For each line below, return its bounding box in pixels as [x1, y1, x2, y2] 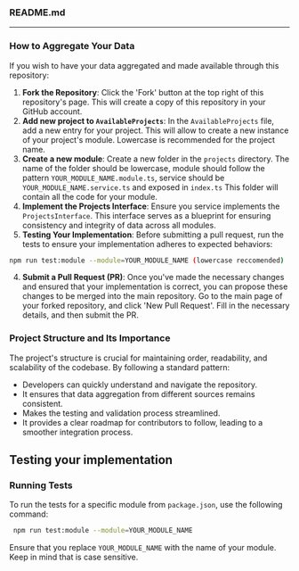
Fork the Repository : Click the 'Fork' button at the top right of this [21, 87, 264, 97]
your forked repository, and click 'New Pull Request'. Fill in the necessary [21, 301, 290, 311]
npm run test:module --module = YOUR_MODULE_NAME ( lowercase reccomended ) [9, 256, 285, 265]
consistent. [21, 398, 64, 409]
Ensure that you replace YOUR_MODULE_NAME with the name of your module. [9, 542, 277, 553]
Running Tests [9, 479, 73, 492]
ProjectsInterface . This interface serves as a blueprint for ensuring [21, 210, 271, 220]
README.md [9, 6, 66, 19]
